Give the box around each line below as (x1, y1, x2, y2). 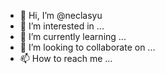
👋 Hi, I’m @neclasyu (19, 10, 103, 21)
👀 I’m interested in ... (19, 20, 105, 32)
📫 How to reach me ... (19, 53, 113, 64)
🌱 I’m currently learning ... (19, 31, 127, 42)
